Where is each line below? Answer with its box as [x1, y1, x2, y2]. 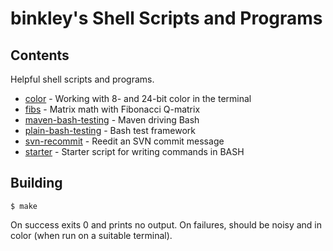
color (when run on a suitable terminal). [10, 229, 173, 241]
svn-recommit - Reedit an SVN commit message [24, 135, 225, 147]
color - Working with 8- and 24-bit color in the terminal [24, 93, 252, 104]
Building [10, 175, 63, 192]
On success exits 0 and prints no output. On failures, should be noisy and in [10, 218, 323, 231]
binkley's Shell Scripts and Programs [10, 7, 323, 30]
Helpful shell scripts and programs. [10, 73, 155, 85]
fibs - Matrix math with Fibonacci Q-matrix [24, 103, 201, 115]
